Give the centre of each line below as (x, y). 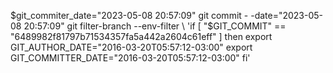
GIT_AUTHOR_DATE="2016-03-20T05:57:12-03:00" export (131, 47)
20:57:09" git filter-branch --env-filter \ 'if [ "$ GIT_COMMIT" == (155, 26)
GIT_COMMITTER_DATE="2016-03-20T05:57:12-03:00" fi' (130, 58)
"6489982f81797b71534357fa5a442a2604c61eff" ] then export (141, 36)
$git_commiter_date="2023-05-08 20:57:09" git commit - (129, 15)
